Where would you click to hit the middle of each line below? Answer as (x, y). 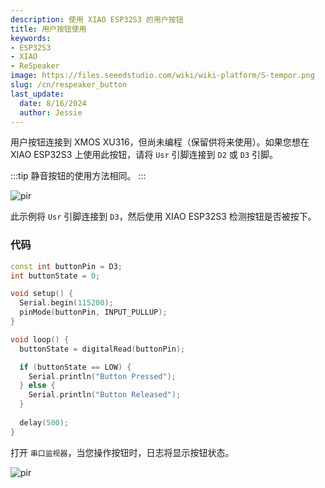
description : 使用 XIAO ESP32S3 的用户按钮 (97, 19)
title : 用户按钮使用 (48, 29)
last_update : (37, 94)
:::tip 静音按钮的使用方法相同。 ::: (78, 176)
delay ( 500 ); (44, 422)
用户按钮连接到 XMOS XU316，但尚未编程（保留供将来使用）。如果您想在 (160, 142)
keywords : (31, 38)
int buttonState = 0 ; (55, 276)
